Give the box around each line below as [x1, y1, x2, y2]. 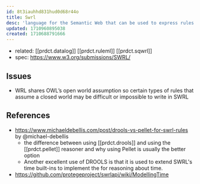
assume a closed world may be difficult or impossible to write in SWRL [14, 93, 189, 100]
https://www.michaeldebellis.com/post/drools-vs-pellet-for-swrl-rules [14, 126, 189, 133]
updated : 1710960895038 [6, 25, 66, 32]
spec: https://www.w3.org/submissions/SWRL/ [14, 54, 131, 61]
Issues [6, 71, 32, 81]
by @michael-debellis [14, 133, 69, 140]
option [23, 152, 40, 159]
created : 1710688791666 [6, 31, 66, 37]
